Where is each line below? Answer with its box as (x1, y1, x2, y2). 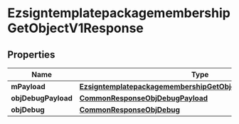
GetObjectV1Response (7, 20, 144, 36)
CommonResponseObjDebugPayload (79, 93, 208, 103)
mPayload (11, 82, 46, 91)
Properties (7, 48, 55, 61)
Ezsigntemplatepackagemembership (7, 5, 231, 21)
